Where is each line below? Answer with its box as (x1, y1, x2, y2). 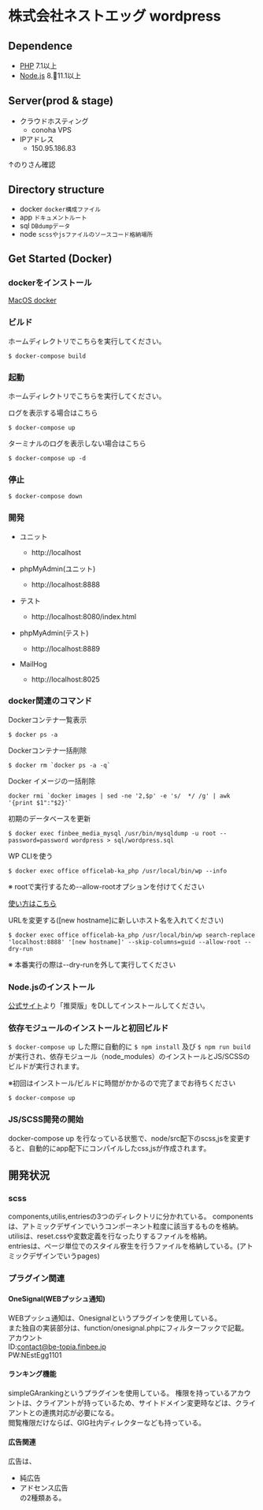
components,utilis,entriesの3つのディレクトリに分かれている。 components (8, 1211, 254, 1221)
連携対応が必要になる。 (42, 1407, 119, 1418)
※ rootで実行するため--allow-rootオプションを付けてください (8, 881, 205, 891)
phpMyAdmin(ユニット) (19, 564, 96, 573)
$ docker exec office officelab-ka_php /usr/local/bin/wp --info (8, 866, 227, 875)
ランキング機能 (8, 1369, 57, 1379)
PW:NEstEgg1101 (8, 1350, 62, 1359)
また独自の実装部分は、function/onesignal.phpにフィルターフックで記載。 (8, 1323, 249, 1332)
